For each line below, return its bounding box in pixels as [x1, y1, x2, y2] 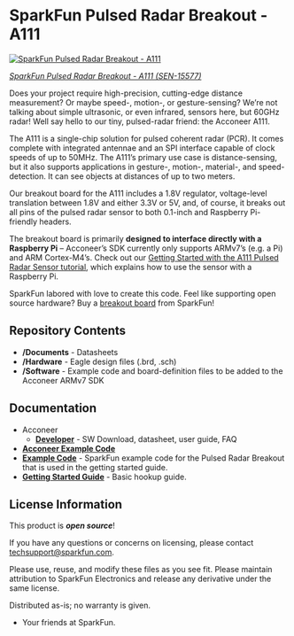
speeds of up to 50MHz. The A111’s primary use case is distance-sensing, [9, 151, 277, 162]
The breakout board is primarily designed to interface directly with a [9, 233, 262, 244]
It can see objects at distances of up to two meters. [47, 170, 236, 182]
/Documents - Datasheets [21, 346, 119, 357]
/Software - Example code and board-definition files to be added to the [21, 365, 283, 376]
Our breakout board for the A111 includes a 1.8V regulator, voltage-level [9, 188, 267, 198]
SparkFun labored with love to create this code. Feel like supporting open [9, 288, 276, 299]
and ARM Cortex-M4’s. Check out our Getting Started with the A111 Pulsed [9, 252, 279, 262]
